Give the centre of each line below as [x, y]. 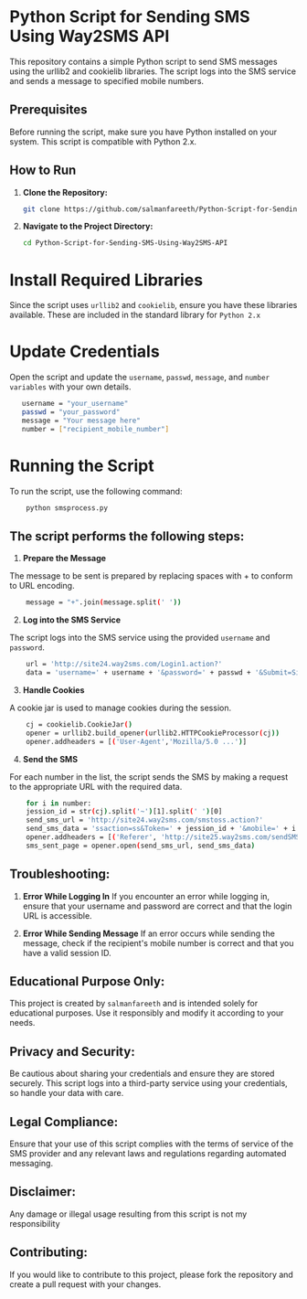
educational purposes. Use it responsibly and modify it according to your [147, 1013]
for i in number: [59, 803]
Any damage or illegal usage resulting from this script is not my [128, 1214]
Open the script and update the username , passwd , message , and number [140, 378]
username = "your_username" [75, 404]
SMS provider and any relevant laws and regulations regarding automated [148, 1154]
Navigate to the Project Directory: [88, 227]
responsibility [35, 1223]
